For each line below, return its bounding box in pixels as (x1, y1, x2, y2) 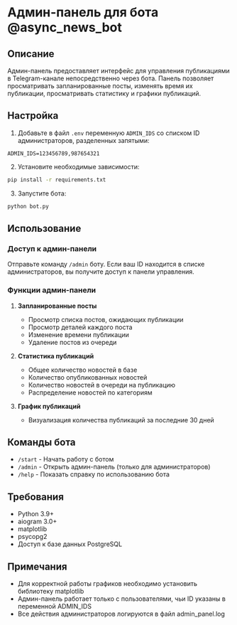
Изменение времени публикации (28, 330, 129, 338)
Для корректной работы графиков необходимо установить (17, 579, 197, 587)
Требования (7, 491, 64, 503)
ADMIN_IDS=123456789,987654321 (7, 150, 100, 157)
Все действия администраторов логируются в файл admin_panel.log (17, 609, 226, 618)
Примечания (7, 560, 67, 572)
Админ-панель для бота (7, 4, 159, 21)
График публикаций (17, 402, 81, 410)
